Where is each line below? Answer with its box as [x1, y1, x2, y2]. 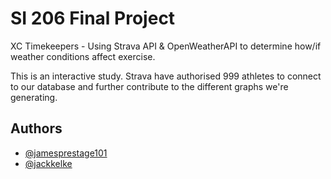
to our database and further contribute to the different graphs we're [10, 80, 289, 92]
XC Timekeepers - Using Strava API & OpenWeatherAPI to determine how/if [10, 40, 322, 52]
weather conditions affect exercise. [10, 50, 156, 62]
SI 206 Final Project [10, 7, 176, 30]
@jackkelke [24, 157, 73, 169]
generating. [10, 91, 58, 103]
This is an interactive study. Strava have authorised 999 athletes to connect [10, 70, 322, 82]
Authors [10, 120, 63, 137]
